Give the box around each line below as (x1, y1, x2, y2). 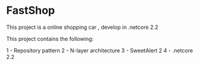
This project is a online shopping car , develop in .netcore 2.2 (6, 23, 159, 31)
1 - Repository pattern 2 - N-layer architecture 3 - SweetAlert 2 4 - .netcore (6, 46, 193, 54)
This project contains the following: (6, 35, 94, 42)
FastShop (6, 4, 55, 17)
